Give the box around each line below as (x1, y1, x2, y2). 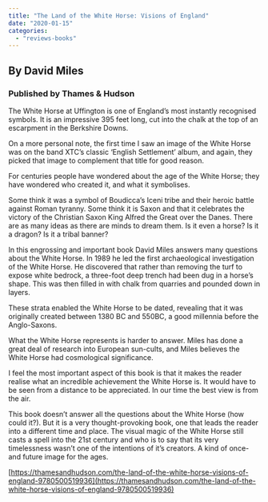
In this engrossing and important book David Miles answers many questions (8, 245, 258, 254)
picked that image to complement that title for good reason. (8, 156, 205, 165)
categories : (8, 26, 48, 34)
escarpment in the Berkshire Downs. (8, 123, 129, 132)
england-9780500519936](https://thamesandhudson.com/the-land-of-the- (8, 476, 256, 485)
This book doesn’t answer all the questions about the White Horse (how (8, 409, 245, 419)
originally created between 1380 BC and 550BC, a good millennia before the (8, 311, 259, 321)
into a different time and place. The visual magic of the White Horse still (8, 426, 244, 435)
